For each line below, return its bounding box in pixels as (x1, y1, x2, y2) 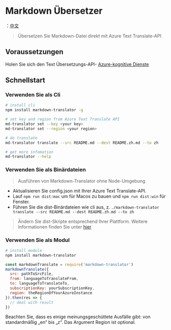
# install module (5, 248, 42, 253)
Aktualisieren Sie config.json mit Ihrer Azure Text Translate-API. (12, 188, 146, 194)
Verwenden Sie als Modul (5, 236, 70, 243)
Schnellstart (5, 76, 45, 85)
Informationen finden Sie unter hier (17, 223, 92, 230)
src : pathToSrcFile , (10, 271, 54, 276)
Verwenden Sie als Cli (5, 91, 61, 98)
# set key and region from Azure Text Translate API (5, 117, 120, 122)
